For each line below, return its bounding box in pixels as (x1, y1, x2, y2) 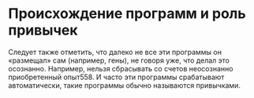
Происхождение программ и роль (8, 5, 246, 23)
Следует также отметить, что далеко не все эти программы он (8, 47, 222, 56)
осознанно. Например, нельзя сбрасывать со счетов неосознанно (8, 64, 233, 73)
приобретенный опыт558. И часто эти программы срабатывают (8, 72, 225, 82)
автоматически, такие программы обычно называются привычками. (8, 80, 241, 90)
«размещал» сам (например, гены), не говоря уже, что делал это (8, 56, 230, 65)
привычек (8, 21, 78, 39)
